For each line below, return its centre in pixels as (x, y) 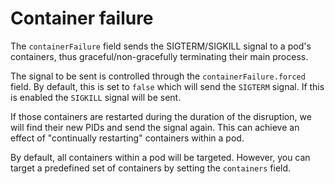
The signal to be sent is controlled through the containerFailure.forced (158, 76)
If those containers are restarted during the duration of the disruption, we (161, 116)
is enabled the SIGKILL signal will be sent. (96, 97)
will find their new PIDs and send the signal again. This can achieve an (155, 127)
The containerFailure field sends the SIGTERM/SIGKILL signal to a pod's (161, 46)
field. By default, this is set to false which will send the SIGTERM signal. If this (167, 86)
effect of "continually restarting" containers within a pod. (127, 138)
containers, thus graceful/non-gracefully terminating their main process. (159, 56)
